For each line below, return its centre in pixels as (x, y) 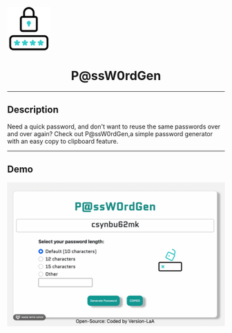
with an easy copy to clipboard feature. (63, 141)
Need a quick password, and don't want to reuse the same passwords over (114, 126)
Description (33, 110)
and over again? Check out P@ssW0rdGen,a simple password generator (110, 133)
